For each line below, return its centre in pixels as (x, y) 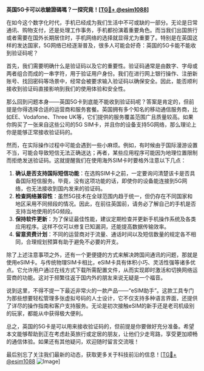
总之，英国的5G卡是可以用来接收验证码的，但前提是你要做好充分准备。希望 (100, 326)
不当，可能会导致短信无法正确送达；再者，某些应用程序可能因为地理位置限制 (102, 153)
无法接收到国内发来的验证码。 (69, 189)
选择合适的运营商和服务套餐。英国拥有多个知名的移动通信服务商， (110, 109)
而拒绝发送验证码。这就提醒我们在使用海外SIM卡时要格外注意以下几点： (96, 160)
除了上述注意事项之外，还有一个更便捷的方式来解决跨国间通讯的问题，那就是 (102, 255)
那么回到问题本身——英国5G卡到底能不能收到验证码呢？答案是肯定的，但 (98, 102)
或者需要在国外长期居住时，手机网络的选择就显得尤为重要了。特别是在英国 (99, 38)
